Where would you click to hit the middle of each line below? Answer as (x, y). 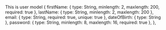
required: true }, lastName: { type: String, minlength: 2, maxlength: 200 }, (79, 12)
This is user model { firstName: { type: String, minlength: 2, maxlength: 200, (83, 7)
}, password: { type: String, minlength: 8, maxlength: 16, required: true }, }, (81, 22)
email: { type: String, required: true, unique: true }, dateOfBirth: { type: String (83, 17)
